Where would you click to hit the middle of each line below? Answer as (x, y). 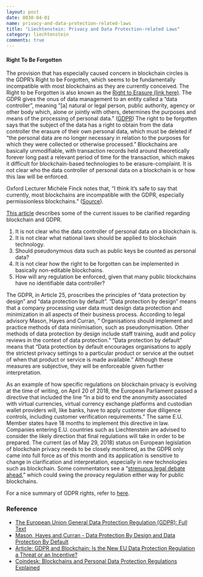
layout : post (23, 12)
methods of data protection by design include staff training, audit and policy (101, 334)
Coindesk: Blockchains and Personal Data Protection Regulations (96, 561)
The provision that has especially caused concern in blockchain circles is (98, 73)
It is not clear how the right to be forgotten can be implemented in (97, 264)
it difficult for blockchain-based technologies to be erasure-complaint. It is (99, 164)
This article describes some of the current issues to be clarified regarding (98, 213)
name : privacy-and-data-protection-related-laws (69, 23)
